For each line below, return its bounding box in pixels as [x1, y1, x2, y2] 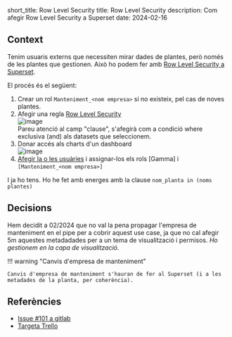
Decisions [7, 202, 52, 214]
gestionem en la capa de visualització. [7, 243, 120, 252]
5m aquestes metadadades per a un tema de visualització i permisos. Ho [7, 236, 218, 244]
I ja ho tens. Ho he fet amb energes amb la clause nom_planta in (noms [7, 175, 212, 184]
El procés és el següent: [7, 81, 77, 89]
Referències [7, 295, 62, 308]
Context [7, 34, 44, 46]
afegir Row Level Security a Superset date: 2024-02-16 [7, 13, 167, 22]
